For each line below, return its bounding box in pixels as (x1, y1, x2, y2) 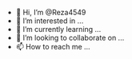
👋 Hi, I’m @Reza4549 (15, 8, 86, 17)
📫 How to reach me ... (15, 42, 90, 51)
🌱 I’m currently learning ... (15, 25, 102, 33)
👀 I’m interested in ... (15, 16, 84, 26)
